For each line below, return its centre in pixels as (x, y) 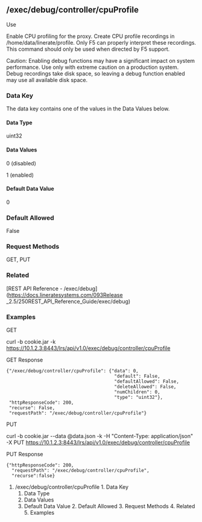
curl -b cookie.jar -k (31, 342)
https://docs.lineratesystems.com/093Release (65, 294)
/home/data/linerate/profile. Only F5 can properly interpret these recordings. (101, 42)
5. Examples (39, 512)
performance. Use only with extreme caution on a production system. (93, 67)
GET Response (25, 360)
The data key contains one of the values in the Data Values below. (88, 109)
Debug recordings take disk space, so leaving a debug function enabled (96, 73)
